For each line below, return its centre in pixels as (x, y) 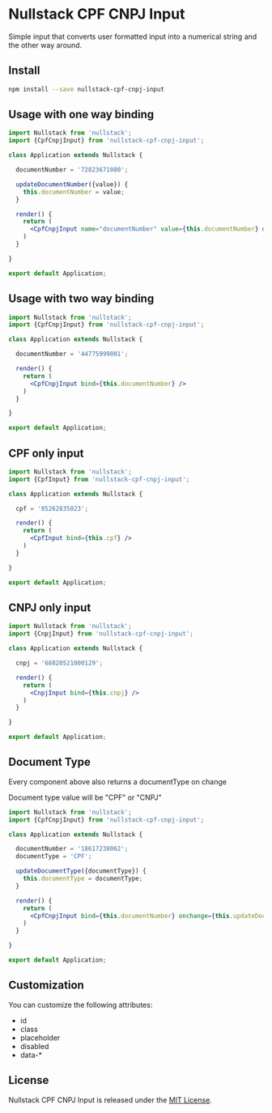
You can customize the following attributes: (81, 1005)
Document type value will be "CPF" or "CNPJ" (85, 797)
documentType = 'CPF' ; (54, 856)
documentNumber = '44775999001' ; (72, 354)
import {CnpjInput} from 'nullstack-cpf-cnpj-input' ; (101, 634)
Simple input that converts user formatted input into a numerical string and (133, 36)
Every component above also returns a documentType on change (117, 781)
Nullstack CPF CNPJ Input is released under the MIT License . (110, 1100)
